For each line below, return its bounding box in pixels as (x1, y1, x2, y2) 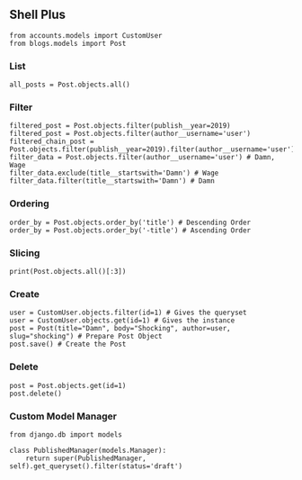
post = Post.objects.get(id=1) (9, 381, 127, 390)
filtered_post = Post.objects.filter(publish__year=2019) (9, 122, 231, 131)
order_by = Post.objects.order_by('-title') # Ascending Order (9, 225, 252, 235)
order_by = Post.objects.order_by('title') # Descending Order (9, 218, 252, 227)
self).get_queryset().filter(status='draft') (9, 461, 182, 471)
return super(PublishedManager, (25, 454, 147, 463)
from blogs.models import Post (9, 39, 127, 48)
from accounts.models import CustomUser (9, 31, 164, 40)
